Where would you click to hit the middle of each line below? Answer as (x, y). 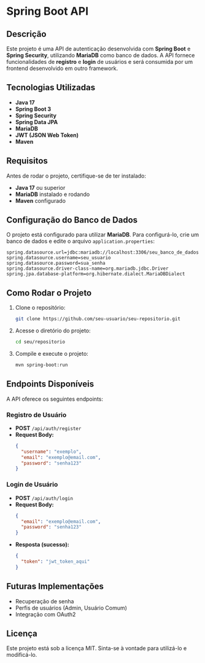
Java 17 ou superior (40, 187)
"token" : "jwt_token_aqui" (56, 562)
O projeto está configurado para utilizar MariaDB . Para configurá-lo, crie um (103, 235)
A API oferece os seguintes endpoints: (55, 399)
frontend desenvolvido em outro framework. (62, 68)
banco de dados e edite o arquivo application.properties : (81, 241)
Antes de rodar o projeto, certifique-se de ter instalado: (76, 176)
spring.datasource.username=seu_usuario (59, 258)
